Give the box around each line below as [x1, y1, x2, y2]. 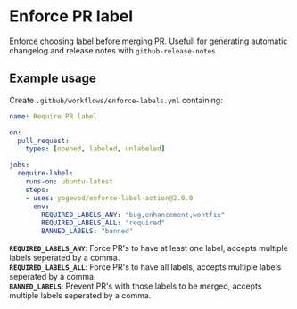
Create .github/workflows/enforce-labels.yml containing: [9, 94, 223, 105]
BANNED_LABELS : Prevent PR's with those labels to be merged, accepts [9, 281, 262, 291]
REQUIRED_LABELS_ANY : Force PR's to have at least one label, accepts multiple [9, 243, 288, 254]
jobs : [9, 160, 29, 170]
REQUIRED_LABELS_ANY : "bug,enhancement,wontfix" [41, 210, 226, 219]
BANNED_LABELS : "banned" [41, 227, 134, 236]
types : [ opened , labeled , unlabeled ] [25, 144, 166, 153]
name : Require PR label [9, 111, 98, 121]
